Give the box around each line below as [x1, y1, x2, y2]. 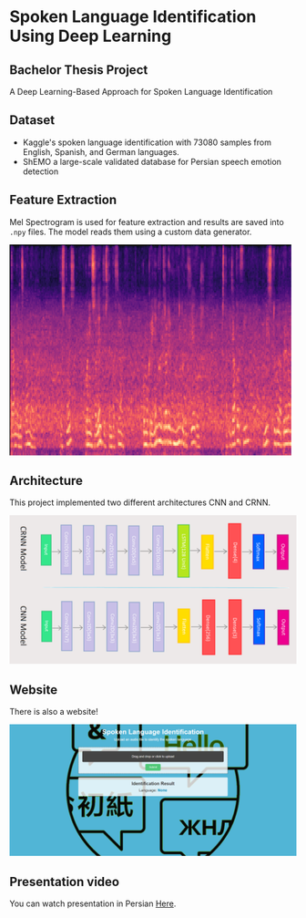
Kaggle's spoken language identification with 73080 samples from [22, 137, 271, 148]
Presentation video [9, 873, 120, 890]
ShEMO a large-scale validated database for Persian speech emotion [22, 156, 282, 167]
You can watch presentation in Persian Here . [9, 898, 177, 909]
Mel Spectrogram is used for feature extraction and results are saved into [9, 216, 284, 227]
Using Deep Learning [9, 26, 172, 46]
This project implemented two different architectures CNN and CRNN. [9, 497, 271, 508]
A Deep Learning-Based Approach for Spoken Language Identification [9, 87, 273, 97]
